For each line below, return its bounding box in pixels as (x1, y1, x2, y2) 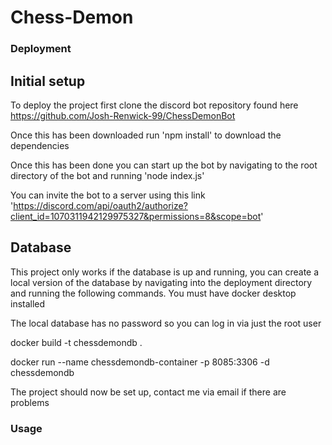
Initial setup (10, 72, 86, 90)
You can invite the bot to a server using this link (10, 189, 206, 201)
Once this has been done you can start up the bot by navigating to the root (10, 159, 318, 171)
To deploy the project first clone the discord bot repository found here (10, 99, 299, 111)
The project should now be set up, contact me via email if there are (10, 386, 287, 398)
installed (10, 297, 46, 310)
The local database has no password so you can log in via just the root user (10, 317, 322, 329)
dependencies (10, 139, 70, 151)
